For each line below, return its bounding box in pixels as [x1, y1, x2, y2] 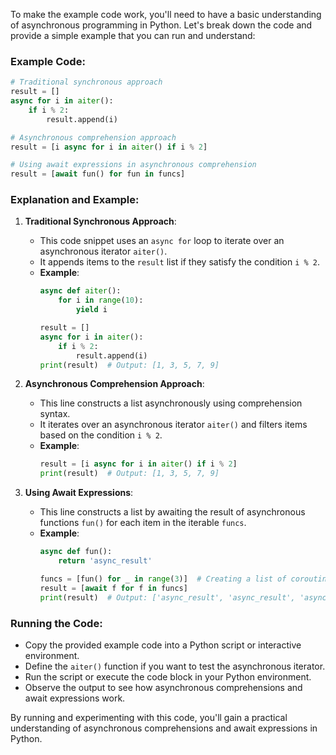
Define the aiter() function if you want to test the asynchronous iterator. [24, 660, 326, 672]
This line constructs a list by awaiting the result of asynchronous [39, 506, 306, 518]
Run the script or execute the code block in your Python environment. [24, 670, 312, 683]
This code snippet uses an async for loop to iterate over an [39, 235, 285, 247]
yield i [75, 305, 108, 315]
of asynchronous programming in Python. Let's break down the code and [10, 19, 313, 31]
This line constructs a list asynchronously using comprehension [39, 397, 303, 409]
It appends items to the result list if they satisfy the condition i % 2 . [39, 256, 320, 268]
